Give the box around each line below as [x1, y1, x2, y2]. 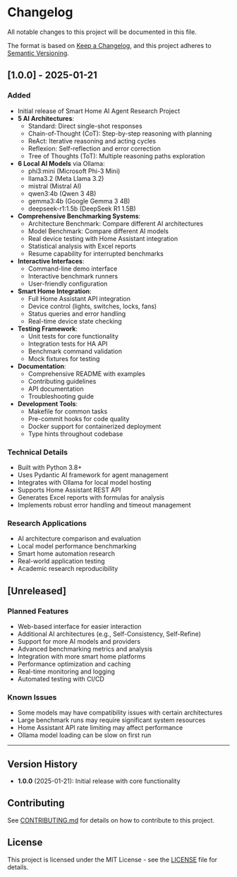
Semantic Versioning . [7, 49, 69, 57]
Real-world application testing [17, 557, 105, 565]
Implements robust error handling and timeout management [17, 500, 191, 509]
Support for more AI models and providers [17, 637, 141, 645]
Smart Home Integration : [17, 287, 92, 295]
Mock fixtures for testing [28, 354, 100, 363]
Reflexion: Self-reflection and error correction [28, 144, 161, 153]
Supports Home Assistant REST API [17, 485, 121, 494]
